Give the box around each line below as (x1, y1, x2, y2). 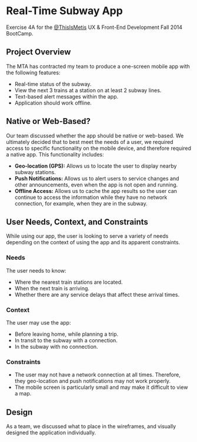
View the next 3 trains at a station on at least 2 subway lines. (14, 87, 162, 94)
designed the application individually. (6, 429, 96, 436)
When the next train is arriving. (14, 284, 90, 292)
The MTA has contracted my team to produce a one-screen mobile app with (6, 63, 190, 70)
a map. (14, 390, 32, 397)
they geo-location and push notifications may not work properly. (14, 378, 171, 385)
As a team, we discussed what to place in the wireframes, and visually (6, 423, 176, 430)
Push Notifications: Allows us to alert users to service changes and (14, 175, 179, 182)
